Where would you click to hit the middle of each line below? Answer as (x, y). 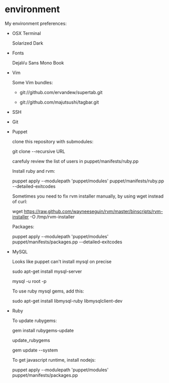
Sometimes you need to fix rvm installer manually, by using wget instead (88, 196)
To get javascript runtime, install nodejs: (54, 360)
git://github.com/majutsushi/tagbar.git (59, 102)
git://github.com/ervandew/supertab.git (61, 92)
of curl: (20, 201)
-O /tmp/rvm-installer (52, 216)
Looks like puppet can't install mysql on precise (62, 261)
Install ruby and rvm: (33, 171)
